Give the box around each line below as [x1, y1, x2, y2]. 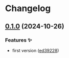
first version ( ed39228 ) [12, 47, 59, 53]
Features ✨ [5, 37, 32, 43]
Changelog [5, 3, 51, 14]
